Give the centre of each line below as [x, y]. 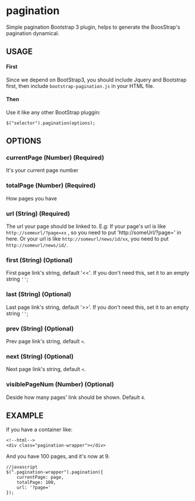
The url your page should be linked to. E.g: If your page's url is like [86, 226]
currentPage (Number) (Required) [55, 158]
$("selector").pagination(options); [51, 123]
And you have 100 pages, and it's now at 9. [58, 456]
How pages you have [32, 198]
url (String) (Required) [38, 213]
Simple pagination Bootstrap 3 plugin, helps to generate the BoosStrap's [93, 27]
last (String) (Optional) [39, 294]
